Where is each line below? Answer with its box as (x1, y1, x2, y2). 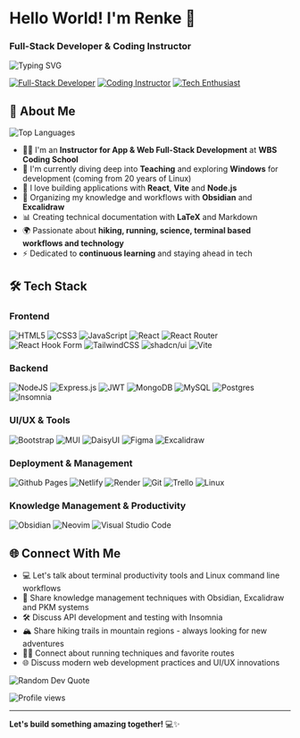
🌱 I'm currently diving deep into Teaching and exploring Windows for (21, 164, 279, 174)
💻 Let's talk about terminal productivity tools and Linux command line (21, 570, 280, 581)
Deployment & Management (9, 456, 133, 469)
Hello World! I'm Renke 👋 (9, 8, 196, 29)
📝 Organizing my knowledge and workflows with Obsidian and (21, 192, 253, 203)
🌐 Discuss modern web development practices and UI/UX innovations (21, 657, 280, 667)
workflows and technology (21, 238, 125, 249)
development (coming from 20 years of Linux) (21, 174, 192, 184)
